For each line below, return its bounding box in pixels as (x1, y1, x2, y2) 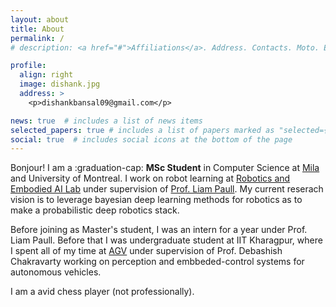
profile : (10, 61, 47, 71)
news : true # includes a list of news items (10, 116, 203, 126)
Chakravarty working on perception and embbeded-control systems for (10, 256, 305, 268)
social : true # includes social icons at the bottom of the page (10, 134, 293, 145)
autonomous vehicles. (10, 266, 102, 278)
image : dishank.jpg (19, 79, 101, 90)
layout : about (10, 14, 70, 25)
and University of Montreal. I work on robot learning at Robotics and (10, 172, 291, 185)
